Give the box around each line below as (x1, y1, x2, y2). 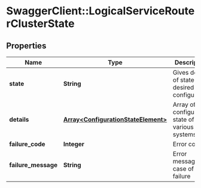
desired (172, 84, 194, 91)
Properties (6, 41, 47, 51)
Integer (63, 140, 85, 148)
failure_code (9, 140, 46, 148)
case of (172, 165, 194, 172)
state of (172, 115, 194, 124)
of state (172, 76, 194, 84)
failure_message (9, 161, 58, 169)
